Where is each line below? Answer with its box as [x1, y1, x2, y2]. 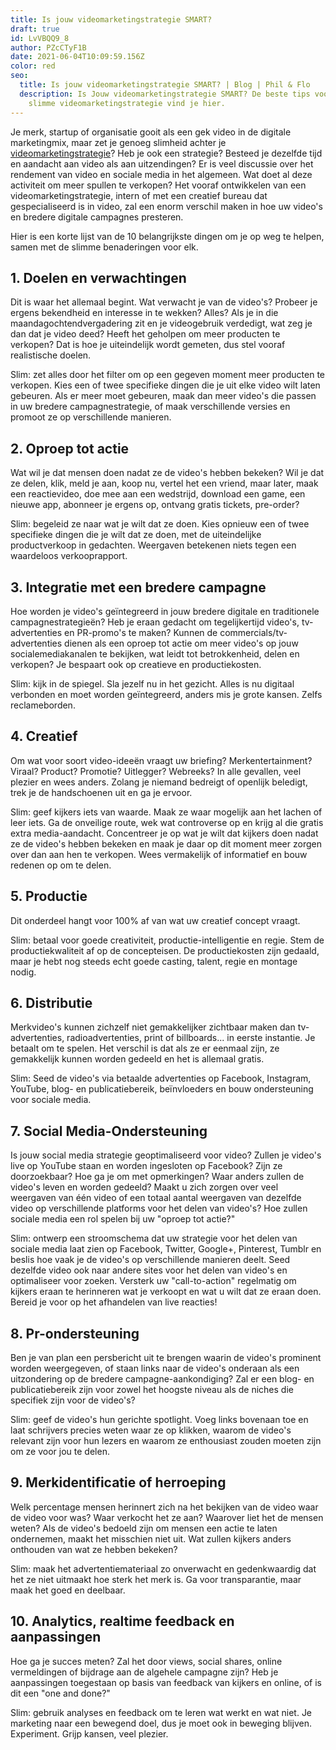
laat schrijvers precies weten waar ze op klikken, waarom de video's [10, 1424, 292, 1436]
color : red [10, 61, 56, 71]
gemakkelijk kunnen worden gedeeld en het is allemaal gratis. [10, 1053, 265, 1065]
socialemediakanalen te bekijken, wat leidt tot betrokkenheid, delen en [10, 647, 300, 660]
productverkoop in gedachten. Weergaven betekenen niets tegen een [10, 539, 297, 551]
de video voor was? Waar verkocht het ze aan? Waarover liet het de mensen [10, 1511, 324, 1523]
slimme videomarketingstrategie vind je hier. [28, 98, 226, 108]
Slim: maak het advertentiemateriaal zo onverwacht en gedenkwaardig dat [10, 1562, 317, 1575]
